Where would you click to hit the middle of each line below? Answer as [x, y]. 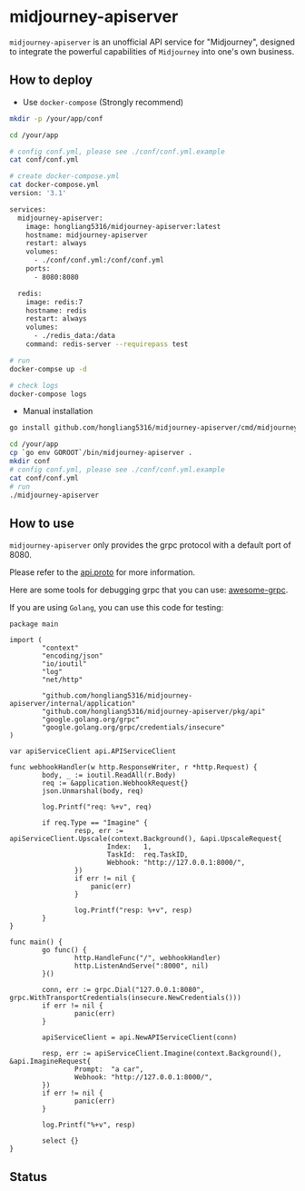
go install [30, 428]
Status [29, 1177]
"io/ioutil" [65, 664]
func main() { [36, 942]
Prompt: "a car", [109, 1069]
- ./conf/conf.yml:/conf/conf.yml [99, 261]
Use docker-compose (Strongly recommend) [103, 102]
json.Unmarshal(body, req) [93, 791]
